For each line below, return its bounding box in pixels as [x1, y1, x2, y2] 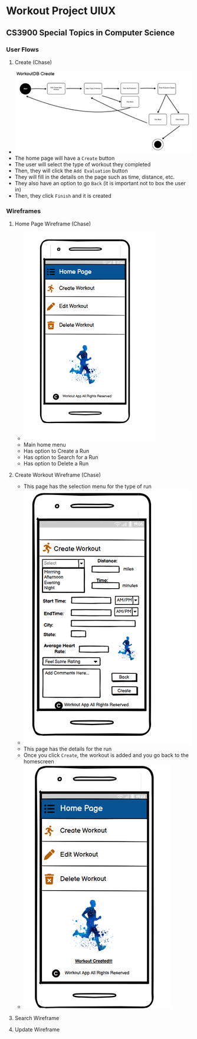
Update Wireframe [14, 1026, 60, 1033]
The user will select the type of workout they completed [14, 160, 151, 168]
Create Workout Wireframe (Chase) [14, 471, 101, 478]
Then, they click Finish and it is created [14, 192, 112, 199]
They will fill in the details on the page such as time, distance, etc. [14, 173, 175, 181]
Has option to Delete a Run [23, 460, 89, 467]
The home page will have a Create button [14, 155, 115, 162]
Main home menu [23, 441, 66, 448]
